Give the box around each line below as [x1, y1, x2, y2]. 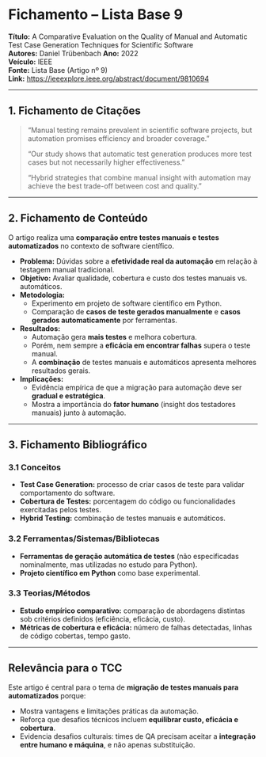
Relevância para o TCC [8, 661, 123, 675]
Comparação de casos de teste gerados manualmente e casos [31, 306, 241, 316]
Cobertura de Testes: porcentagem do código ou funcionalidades [19, 496, 236, 506]
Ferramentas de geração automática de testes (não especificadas [19, 551, 239, 561]
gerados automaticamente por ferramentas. [31, 315, 178, 325]
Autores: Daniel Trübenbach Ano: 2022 [8, 48, 139, 58]
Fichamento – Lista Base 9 [8, 6, 184, 24]
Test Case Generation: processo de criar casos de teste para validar [19, 480, 245, 489]
